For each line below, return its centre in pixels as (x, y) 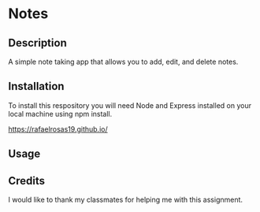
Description (37, 43)
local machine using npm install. (60, 113)
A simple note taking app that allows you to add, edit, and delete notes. (123, 61)
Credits (27, 181)
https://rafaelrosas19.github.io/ (58, 129)
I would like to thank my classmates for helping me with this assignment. (125, 200)
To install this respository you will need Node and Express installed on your (130, 105)
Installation (36, 86)
